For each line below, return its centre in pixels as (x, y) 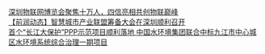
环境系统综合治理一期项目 (65, 42)
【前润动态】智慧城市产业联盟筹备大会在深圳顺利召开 (97, 22)
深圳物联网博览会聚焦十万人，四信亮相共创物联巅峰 (93, 12)
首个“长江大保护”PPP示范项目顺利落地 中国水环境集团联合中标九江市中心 (129, 32)
